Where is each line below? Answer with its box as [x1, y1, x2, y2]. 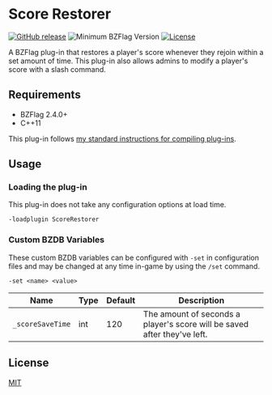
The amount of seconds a [142, 308, 241, 320]
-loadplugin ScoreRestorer [8, 215, 100, 223]
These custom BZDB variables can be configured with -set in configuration [8, 253, 259, 262]
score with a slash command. [8, 64, 107, 74]
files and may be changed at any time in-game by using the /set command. [8, 261, 261, 271]
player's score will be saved [142, 318, 249, 329]
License [8, 356, 49, 370]
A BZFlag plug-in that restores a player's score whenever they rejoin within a [8, 47, 264, 57]
